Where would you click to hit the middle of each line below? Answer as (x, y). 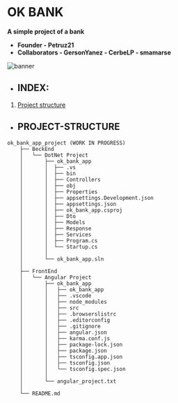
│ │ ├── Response (56, 228)
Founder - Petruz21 (46, 45)
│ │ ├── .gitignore (60, 326)
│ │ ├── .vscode (56, 295)
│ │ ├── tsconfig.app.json (71, 357)
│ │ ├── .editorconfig (65, 320)
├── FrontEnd (39, 271)
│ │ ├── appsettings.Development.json (87, 198)
